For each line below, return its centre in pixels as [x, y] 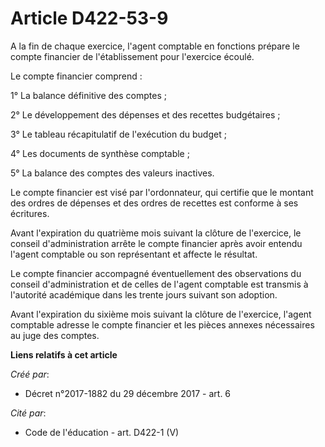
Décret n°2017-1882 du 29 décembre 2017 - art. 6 [128, 393]
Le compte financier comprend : [76, 76]
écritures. [30, 213]
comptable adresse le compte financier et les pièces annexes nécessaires [162, 324]
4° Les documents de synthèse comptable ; [100, 153]
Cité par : [28, 413]
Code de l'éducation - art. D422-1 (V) [102, 432]
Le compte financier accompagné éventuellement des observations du [156, 273]
